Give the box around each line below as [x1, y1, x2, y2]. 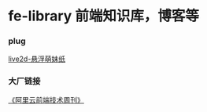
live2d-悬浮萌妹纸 [8, 54, 66, 63]
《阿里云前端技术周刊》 [8, 95, 84, 104]
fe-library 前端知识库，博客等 [8, 7, 199, 25]
